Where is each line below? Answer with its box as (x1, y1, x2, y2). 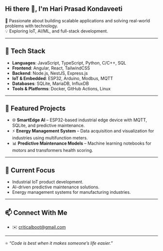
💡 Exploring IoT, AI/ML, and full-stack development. (5, 28, 108, 34)
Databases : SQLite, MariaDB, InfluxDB (12, 81, 89, 86)
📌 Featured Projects (5, 104, 66, 113)
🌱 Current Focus (5, 166, 55, 174)
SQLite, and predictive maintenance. (12, 122, 85, 129)
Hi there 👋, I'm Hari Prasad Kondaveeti (5, 5, 123, 13)
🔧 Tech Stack (5, 47, 46, 55)
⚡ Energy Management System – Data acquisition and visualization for (12, 128, 154, 134)
